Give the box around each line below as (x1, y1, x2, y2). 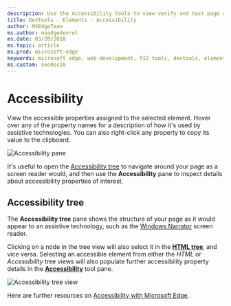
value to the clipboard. (7, 135, 71, 144)
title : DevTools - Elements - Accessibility (7, 17, 137, 23)
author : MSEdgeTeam (7, 23, 63, 30)
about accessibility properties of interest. (7, 177, 124, 185)
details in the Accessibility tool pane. (7, 265, 113, 273)
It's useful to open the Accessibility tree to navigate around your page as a (7, 162, 219, 171)
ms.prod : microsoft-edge (7, 49, 78, 56)
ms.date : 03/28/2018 (7, 36, 67, 43)
